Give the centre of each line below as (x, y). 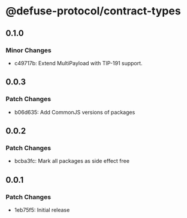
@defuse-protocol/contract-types (93, 11)
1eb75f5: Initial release (42, 210)
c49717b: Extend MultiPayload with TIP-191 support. (78, 63)
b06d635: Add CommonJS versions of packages (75, 112)
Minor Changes (28, 50)
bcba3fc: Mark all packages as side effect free (72, 161)
